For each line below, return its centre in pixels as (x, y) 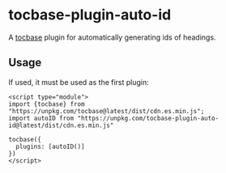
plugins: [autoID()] (50, 146)
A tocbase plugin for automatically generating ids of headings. (112, 37)
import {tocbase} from (47, 104)
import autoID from (41, 118)
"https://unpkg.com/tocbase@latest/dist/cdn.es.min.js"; (107, 111)
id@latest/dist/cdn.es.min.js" (61, 125)
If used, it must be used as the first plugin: (79, 82)
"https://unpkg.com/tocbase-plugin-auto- (148, 118)
